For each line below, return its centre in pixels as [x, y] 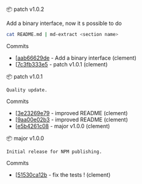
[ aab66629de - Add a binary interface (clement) [76, 58]
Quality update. [27, 90]
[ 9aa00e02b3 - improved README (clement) [71, 119]
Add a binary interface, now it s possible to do [64, 23]
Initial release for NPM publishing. [54, 152]
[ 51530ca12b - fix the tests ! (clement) [63, 175]
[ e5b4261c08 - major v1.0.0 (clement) [62, 126]
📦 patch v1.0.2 [25, 9]
